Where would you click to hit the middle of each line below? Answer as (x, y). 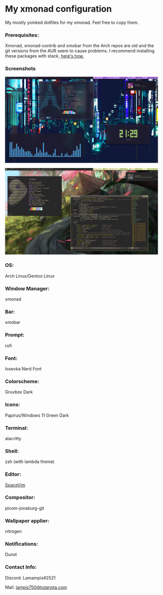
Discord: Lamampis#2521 (30, 577)
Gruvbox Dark (19, 392)
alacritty (13, 438)
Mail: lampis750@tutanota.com (36, 587)
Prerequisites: (22, 35)
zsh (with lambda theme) (30, 462)
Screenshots (20, 69)
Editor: (13, 474)
